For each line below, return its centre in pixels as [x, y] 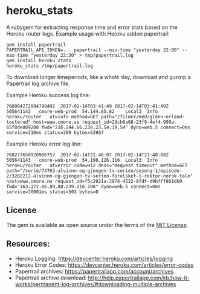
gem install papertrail [36, 45]
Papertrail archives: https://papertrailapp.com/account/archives [94, 271]
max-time [17, 55]
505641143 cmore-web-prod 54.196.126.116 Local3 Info [82, 160]
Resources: [28, 244]
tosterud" [19, 122]
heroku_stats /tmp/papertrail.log [50, 66]
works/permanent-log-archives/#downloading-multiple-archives [95, 284]
